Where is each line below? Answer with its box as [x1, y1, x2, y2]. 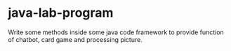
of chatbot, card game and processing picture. [8, 35, 143, 43]
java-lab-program [8, 5, 114, 21]
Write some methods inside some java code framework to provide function [8, 28, 224, 36]
